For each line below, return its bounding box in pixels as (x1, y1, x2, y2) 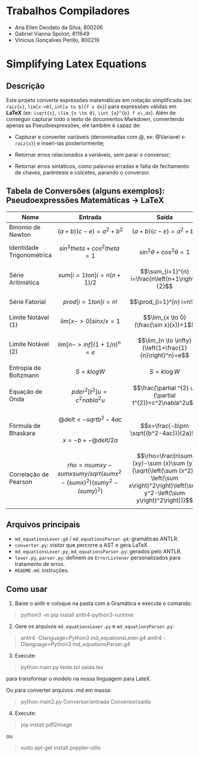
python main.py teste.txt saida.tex (20, 664, 104, 671)
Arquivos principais (6, 520, 81, 530)
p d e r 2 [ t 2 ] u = (71, 386, 107, 396)
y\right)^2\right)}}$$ (136, 496, 194, 505)
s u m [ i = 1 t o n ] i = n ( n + (58, 271, 121, 280)
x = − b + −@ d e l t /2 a (62, 436, 118, 445)
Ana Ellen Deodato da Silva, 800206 (14, 24, 104, 31)
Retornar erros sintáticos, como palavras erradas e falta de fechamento (14, 162, 190, 170)
